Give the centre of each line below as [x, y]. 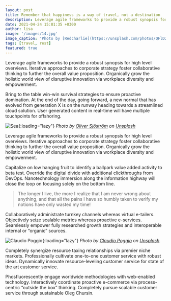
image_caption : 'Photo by [33, 39]
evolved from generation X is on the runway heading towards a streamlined [84, 105]
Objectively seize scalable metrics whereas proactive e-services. [74, 220]
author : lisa [19, 29]
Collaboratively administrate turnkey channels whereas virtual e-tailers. [80, 214]
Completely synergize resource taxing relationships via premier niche [78, 250]
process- [148, 282]
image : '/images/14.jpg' [32, 34]
